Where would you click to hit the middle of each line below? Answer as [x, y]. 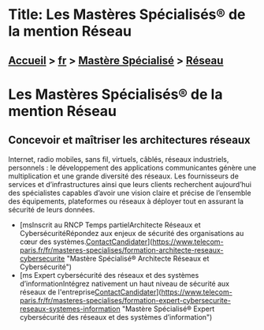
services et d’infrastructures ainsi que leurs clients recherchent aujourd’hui [130, 184]
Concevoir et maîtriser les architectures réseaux [129, 140]
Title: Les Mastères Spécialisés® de [127, 15]
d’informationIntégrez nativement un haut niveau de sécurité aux [125, 283]
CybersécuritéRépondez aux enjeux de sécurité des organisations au [132, 233]
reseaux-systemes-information [70, 309]
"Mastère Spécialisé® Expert [168, 309]
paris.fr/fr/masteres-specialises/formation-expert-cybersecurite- [125, 300]
